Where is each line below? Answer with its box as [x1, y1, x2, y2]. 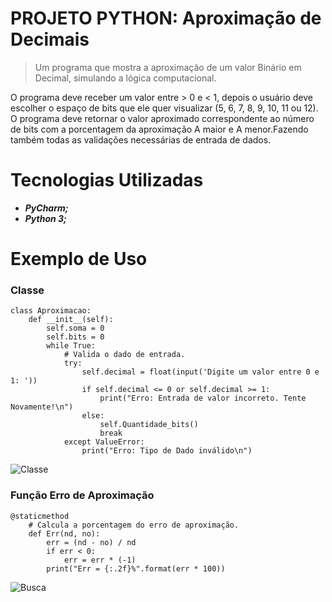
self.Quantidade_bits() [99, 420, 199, 430]
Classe [10, 283, 45, 297]
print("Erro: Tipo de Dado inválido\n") [81, 446, 253, 456]
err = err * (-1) [63, 555, 137, 565]
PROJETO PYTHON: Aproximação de [10, 7, 322, 30]
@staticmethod [10, 511, 70, 521]
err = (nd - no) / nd [46, 537, 137, 547]
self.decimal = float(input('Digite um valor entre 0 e [81, 367, 320, 377]
